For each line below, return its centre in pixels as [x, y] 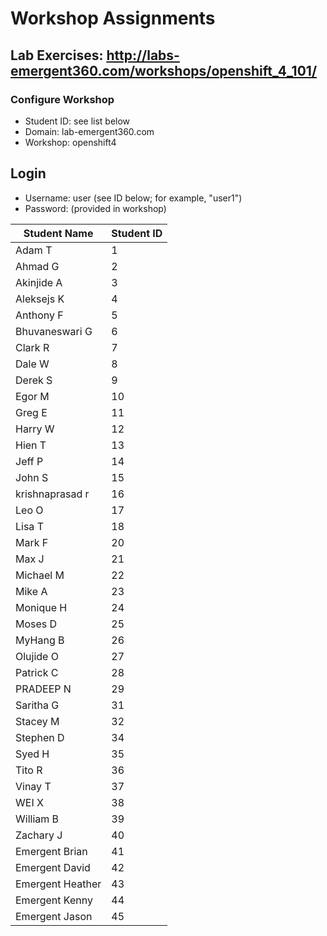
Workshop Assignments [113, 18]
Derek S [34, 380]
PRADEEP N [43, 689]
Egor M [32, 396]
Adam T [34, 250]
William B [37, 819]
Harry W [35, 429]
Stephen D [40, 737]
